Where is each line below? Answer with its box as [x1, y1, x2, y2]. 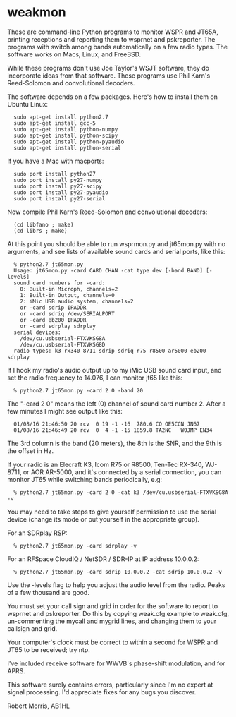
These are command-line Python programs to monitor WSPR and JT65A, [7, 28, 218, 36]
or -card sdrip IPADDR [20, 304, 87, 311]
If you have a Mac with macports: [7, 157, 104, 165]
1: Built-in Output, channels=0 [20, 291, 115, 299]
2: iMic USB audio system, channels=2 [20, 298, 134, 305]
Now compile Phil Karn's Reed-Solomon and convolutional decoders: [7, 207, 208, 216]
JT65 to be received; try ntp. [7, 645, 90, 653]
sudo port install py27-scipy [13, 183, 102, 190]
